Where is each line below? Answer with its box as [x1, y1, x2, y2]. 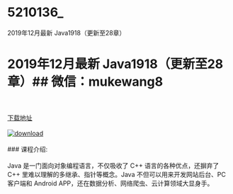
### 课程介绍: [7, 144, 48, 153]
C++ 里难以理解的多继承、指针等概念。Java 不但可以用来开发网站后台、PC [7, 170, 227, 178]
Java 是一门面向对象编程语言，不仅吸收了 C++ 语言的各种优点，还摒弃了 [7, 161, 220, 170]
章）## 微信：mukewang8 [7, 74, 164, 90]
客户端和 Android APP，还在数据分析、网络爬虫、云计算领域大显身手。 [7, 178, 214, 188]
